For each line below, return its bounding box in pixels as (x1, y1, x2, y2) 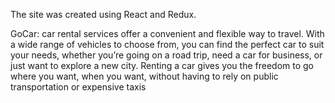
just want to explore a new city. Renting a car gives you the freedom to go (10, 60, 314, 71)
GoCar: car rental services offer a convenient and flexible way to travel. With (10, 28, 325, 39)
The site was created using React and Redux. (10, 9, 197, 20)
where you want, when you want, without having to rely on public (10, 70, 279, 82)
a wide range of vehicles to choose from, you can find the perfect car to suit (10, 39, 325, 50)
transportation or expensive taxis (10, 81, 147, 93)
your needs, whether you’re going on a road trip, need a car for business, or (10, 49, 323, 61)
